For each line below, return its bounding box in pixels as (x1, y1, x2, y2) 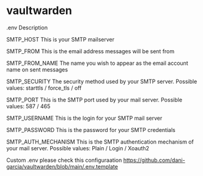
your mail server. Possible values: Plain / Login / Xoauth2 (6, 144, 150, 152)
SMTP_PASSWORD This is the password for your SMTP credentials (6, 126, 175, 133)
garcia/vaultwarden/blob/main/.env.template (6, 163, 118, 170)
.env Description (6, 24, 48, 31)
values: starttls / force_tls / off (6, 84, 82, 92)
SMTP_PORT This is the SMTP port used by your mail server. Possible (6, 96, 182, 103)
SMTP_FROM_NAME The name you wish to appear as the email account (6, 59, 188, 67)
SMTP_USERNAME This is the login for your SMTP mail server (6, 114, 163, 122)
